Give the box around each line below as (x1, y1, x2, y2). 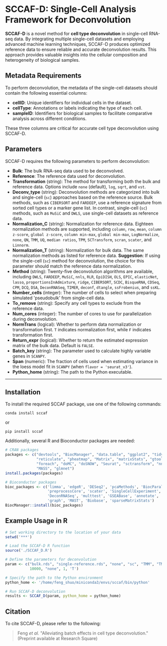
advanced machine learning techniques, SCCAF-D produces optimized (5, 41, 151, 47)
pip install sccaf (5, 429, 43, 434)
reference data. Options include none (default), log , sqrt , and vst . (12, 183, 146, 190)
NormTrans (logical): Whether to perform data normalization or (12, 321, 142, 327)
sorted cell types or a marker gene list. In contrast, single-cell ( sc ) (12, 205, 148, 211)
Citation (5, 607, 31, 616)
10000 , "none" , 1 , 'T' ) (29, 566, 79, 571)
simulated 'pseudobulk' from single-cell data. (12, 295, 105, 301)
